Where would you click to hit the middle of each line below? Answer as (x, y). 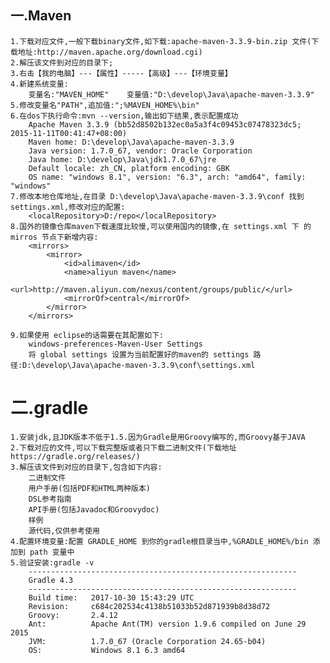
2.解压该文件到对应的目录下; (62, 62)
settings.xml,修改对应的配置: (68, 207)
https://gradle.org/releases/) (75, 456)
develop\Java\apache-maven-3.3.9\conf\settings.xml (145, 365)
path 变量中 (52, 552)
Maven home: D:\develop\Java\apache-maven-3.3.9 (131, 142)
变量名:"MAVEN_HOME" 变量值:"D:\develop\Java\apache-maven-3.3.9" (171, 94)
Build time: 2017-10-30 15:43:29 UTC (111, 597)
